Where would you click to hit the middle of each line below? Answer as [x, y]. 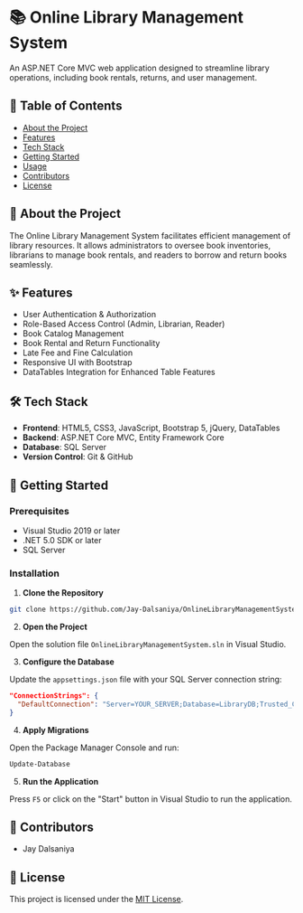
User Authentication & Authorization [89, 315]
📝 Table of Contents [66, 106]
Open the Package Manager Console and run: [94, 748]
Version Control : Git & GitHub [78, 456]
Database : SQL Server [64, 447]
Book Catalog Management [73, 334]
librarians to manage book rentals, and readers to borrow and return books [148, 255]
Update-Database [40, 764]
